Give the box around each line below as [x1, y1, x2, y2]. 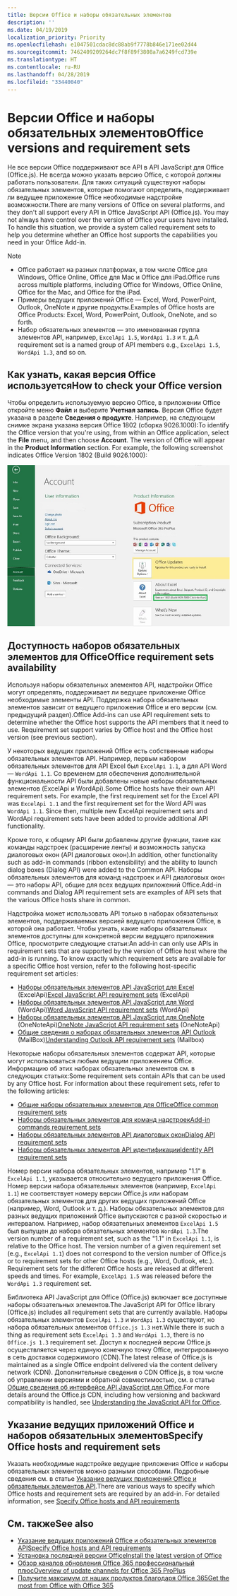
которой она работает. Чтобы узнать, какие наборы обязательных [7, 924, 207, 933]
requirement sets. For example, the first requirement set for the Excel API [7, 792, 219, 800]
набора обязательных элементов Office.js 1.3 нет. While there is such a [7, 1323, 224, 1332]
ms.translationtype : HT [7, 57, 78, 64]
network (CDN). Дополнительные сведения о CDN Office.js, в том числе [7, 1368, 224, 1377]
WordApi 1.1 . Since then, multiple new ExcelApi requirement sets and [7, 807, 208, 815]
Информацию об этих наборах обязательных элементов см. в [7, 1064, 195, 1073]
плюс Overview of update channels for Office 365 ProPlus [17, 1566, 186, 1575]
